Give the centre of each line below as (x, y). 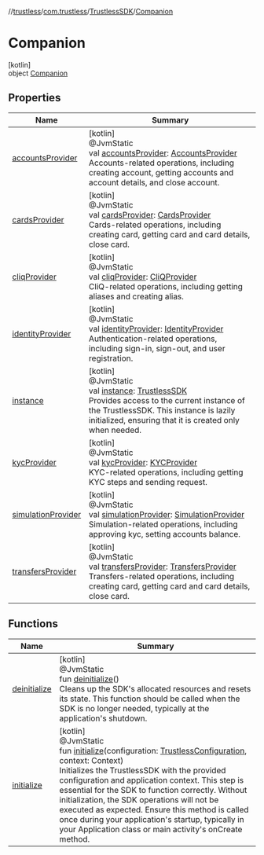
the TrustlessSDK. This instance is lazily (162, 410)
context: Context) (92, 760)
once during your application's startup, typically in (152, 819)
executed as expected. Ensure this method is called (154, 809)
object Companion (38, 73)
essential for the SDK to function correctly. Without (153, 790)
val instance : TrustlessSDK (138, 391)
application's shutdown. (103, 718)
